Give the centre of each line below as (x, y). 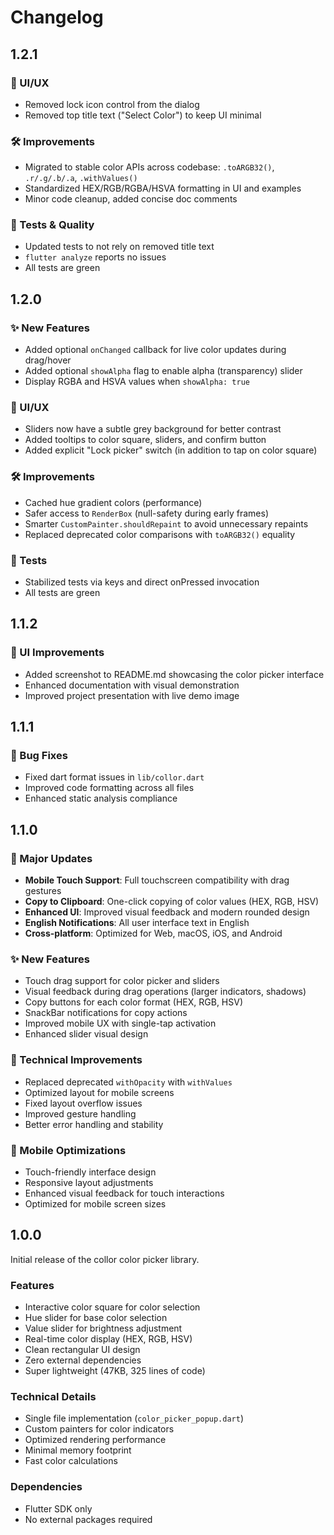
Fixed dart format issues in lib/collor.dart (114, 777)
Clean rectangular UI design (82, 1350)
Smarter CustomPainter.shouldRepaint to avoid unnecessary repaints (166, 523)
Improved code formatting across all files (109, 788)
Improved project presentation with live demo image (132, 695)
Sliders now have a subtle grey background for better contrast (153, 429)
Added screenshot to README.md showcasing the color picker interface (174, 674)
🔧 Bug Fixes (39, 756)
